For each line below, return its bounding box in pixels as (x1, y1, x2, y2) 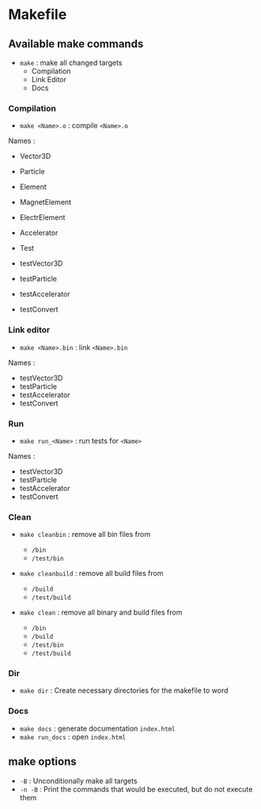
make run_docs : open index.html (19, 732, 127, 741)
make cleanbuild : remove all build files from (19, 569, 164, 578)
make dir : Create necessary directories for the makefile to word (19, 686, 229, 695)
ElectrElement (19, 213, 66, 222)
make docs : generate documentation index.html (19, 724, 176, 733)
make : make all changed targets (19, 58, 123, 67)
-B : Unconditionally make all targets (19, 776, 138, 785)
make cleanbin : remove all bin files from (19, 530, 151, 539)
